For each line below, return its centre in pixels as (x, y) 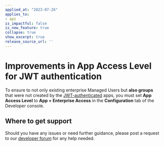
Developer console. (25, 106)
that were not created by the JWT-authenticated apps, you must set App (78, 95)
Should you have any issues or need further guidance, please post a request (82, 133)
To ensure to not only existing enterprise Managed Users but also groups (79, 90)
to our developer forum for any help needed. (50, 138)
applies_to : (17, 14)
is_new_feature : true (27, 28)
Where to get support (38, 121)
